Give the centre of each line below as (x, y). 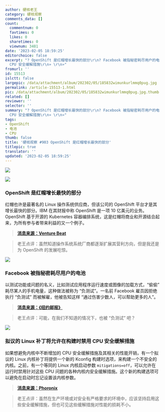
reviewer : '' (18, 101)
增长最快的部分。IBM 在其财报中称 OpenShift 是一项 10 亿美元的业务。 (76, 210)
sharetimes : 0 (24, 42)
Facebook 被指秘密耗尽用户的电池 (45, 273)
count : (12, 23)
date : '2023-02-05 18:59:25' (35, 51)
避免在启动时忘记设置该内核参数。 (44, 378)
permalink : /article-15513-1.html (41, 87)
